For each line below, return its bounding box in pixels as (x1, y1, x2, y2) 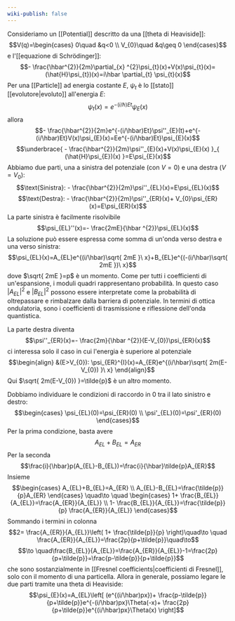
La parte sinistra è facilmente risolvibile (7, 212, 121, 221)
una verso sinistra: (7, 242, 61, 250)
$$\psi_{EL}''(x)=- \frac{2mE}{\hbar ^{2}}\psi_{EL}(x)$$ (36, 223, 199, 232)
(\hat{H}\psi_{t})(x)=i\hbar (45, 70, 121, 78)
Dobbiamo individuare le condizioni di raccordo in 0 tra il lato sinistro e (7, 391, 211, 399)
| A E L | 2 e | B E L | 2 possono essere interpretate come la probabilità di (7, 286, 196, 298)
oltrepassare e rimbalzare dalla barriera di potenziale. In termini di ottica (7, 296, 215, 306)
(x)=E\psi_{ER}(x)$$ (88, 202, 147, 210)
